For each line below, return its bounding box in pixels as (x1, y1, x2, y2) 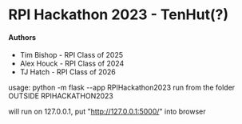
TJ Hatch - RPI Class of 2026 (19, 67, 116, 77)
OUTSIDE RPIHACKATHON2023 (8, 91, 114, 101)
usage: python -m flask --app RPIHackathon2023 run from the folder (8, 82, 236, 93)
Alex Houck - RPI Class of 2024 (19, 58, 125, 69)
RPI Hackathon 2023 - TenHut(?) (8, 6, 229, 24)
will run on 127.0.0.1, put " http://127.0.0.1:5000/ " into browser (8, 106, 206, 117)
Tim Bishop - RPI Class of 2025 (19, 50, 124, 60)
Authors (8, 32, 37, 42)
